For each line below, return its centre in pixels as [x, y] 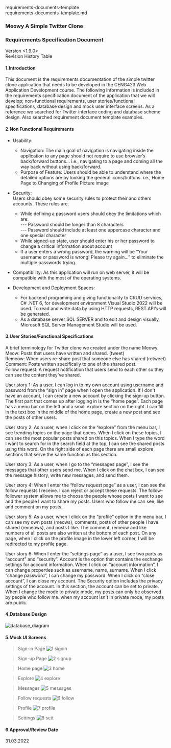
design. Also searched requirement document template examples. [75, 118]
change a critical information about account [66, 246]
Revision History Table [29, 56]
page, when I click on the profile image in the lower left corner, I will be [80, 538]
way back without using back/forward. [61, 167]
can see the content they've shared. [43, 375]
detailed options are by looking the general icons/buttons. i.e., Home [92, 177]
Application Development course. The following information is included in [82, 90]
